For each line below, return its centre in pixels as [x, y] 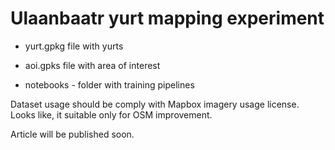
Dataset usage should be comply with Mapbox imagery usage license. [155, 104]
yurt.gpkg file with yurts [74, 46]
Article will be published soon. [72, 134]
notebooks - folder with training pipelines [109, 84]
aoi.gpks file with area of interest [92, 65]
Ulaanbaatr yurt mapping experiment [167, 18]
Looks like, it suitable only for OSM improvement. [111, 114]
